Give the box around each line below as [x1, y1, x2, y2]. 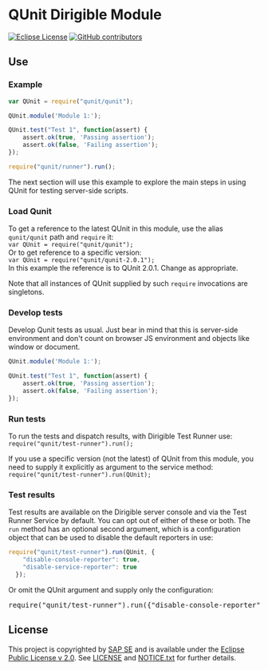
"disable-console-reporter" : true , [22, 556, 141, 564]
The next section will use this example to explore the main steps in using [8, 177, 246, 187]
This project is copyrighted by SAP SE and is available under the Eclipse [8, 644, 245, 654]
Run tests [8, 413, 46, 424]
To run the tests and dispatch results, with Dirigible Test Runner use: [8, 431, 233, 441]
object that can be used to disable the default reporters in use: [8, 533, 214, 542]
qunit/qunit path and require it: [8, 232, 114, 242]
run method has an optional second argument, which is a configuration [8, 525, 241, 534]
